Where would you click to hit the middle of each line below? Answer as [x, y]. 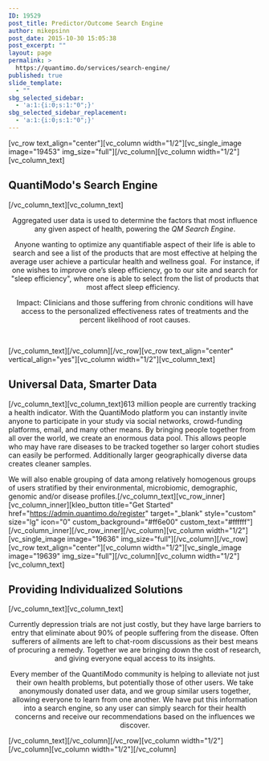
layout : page [30, 53]
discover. [135, 725]
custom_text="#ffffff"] [216, 522]
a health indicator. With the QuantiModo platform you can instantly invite [128, 412]
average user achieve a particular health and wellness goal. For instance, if [135, 261]
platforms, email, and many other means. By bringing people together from [132, 429]
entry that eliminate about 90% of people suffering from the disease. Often [135, 633]
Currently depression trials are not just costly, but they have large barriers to [135, 625]
